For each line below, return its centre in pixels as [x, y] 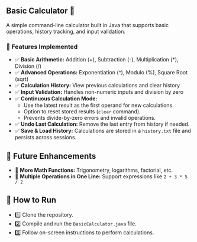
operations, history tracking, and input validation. [66, 31]
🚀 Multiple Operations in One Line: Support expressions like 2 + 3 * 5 [101, 176]
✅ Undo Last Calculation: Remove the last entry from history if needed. [102, 124]
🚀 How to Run [31, 200]
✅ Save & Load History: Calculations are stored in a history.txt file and [103, 131]
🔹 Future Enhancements [51, 156]
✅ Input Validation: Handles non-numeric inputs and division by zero [99, 92]
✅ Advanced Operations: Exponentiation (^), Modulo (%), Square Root [101, 73]
